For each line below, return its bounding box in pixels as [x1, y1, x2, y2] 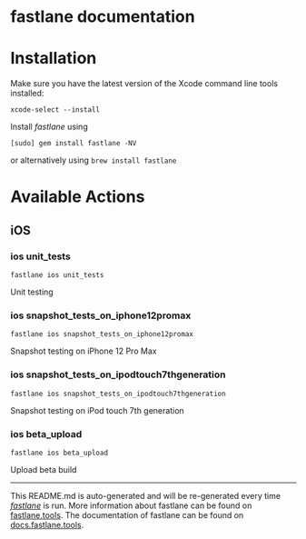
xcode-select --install [10, 105, 101, 115]
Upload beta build [10, 464, 77, 474]
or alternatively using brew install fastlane [10, 155, 177, 165]
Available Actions [10, 186, 145, 207]
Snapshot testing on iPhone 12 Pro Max [10, 345, 157, 356]
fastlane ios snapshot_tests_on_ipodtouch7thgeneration [10, 389, 226, 398]
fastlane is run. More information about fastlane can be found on [10, 500, 252, 511]
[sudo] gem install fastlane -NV [10, 139, 137, 148]
